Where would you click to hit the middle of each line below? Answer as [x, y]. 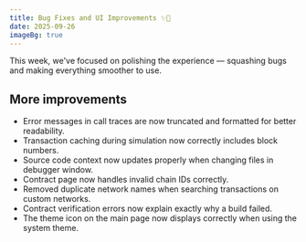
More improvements [69, 99]
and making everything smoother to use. [86, 70]
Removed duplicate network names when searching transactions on [150, 189]
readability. [44, 131]
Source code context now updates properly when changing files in [148, 160]
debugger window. [58, 170]
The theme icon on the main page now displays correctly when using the [160, 218]
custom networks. [57, 199]
